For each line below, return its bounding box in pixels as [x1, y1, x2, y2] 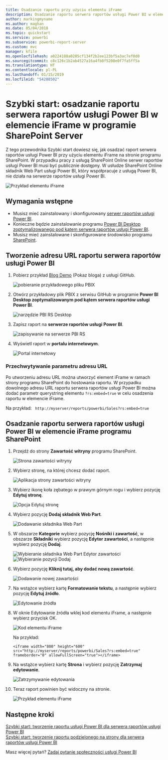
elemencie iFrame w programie [5, 119, 137, 131]
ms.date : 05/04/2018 [5, 26, 49, 31]
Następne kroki [5, 710, 54, 719]
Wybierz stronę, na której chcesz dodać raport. [12, 467, 110, 473]
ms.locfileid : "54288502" [5, 77, 59, 82]
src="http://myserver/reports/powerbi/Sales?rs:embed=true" [12, 648, 141, 653]
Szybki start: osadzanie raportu [5, 98, 140, 110]
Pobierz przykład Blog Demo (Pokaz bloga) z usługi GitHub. [12, 272, 136, 278]
